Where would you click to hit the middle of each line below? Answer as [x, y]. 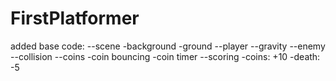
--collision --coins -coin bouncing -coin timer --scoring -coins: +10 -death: [165, 56]
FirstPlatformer [75, 18]
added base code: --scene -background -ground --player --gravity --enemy [168, 46]
